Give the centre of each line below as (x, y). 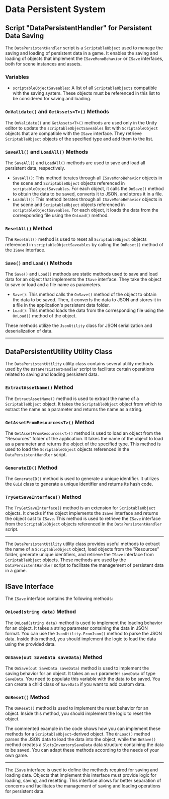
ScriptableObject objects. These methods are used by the (66, 560)
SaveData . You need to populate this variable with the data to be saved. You (83, 679)
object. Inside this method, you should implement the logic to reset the (78, 713)
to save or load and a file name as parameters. (53, 285)
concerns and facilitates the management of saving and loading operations (83, 786)
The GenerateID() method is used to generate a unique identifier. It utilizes (82, 479)
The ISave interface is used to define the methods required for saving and (82, 770)
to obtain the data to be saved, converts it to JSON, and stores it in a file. (88, 194)
